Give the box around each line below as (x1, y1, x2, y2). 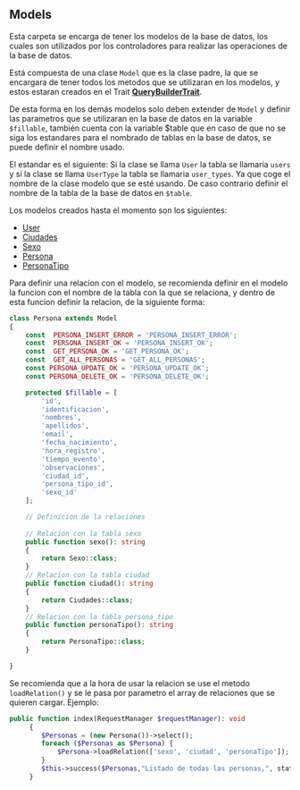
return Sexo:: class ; (41, 554, 118, 563)
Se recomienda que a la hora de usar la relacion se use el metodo (9, 677, 250, 688)
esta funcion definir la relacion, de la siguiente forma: (9, 296, 205, 307)
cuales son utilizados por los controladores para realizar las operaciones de (9, 40, 288, 51)
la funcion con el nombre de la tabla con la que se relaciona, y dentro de (9, 286, 275, 298)
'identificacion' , (41, 404, 110, 414)
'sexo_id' (41, 488, 78, 497)
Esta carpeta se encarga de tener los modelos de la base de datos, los (9, 30, 269, 41)
